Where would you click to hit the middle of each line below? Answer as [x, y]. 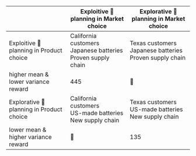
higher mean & [29, 74]
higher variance [31, 137]
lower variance [29, 82]
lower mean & [28, 130]
